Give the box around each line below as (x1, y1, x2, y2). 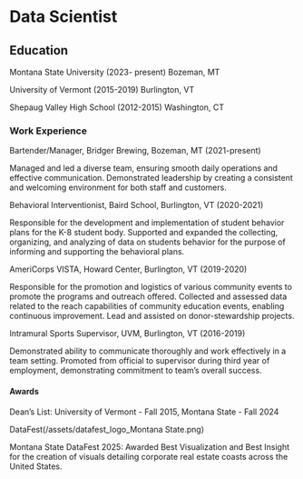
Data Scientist (9, 6, 118, 27)
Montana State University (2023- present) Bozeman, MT (9, 66, 220, 77)
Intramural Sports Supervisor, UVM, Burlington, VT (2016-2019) (9, 328, 246, 339)
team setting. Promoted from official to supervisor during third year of (9, 355, 270, 366)
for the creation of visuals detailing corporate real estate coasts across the (9, 451, 288, 462)
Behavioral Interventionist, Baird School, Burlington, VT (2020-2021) (9, 200, 264, 211)
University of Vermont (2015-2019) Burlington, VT (9, 85, 195, 95)
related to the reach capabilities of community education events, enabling (9, 301, 285, 312)
